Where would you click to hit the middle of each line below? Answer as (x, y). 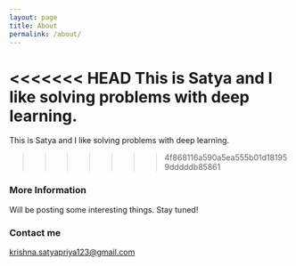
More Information (48, 190)
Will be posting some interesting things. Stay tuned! (104, 209)
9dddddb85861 (193, 167)
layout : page (33, 17)
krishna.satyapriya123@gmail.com (72, 252)
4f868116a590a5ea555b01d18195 (226, 157)
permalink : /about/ (45, 34)
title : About (33, 26)
